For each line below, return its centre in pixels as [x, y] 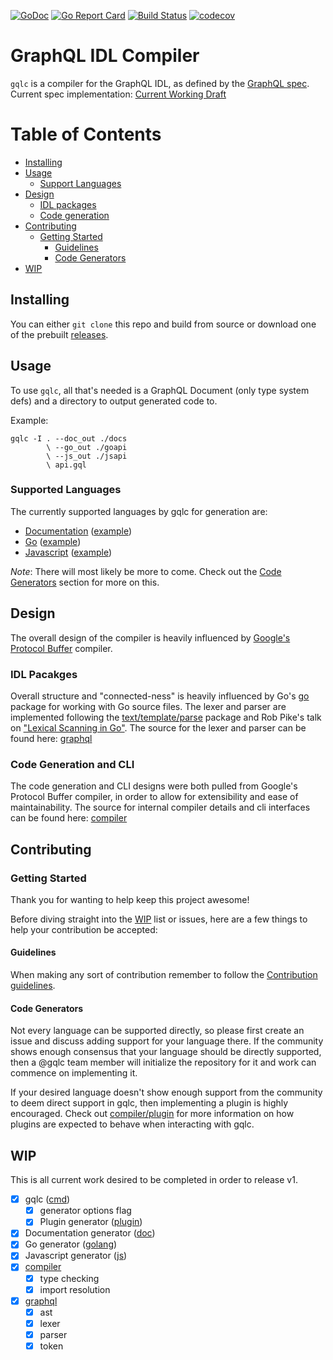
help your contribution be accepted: [84, 929]
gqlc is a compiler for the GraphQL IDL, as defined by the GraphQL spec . [160, 83]
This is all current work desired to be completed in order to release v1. [154, 1180]
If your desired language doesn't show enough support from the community [166, 1092]
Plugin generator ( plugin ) [91, 1222]
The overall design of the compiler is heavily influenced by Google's [150, 637]
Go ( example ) [53, 541]
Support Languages [80, 183]
